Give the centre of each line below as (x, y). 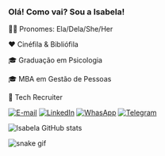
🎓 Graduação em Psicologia (56, 60)
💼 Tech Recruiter (36, 97)
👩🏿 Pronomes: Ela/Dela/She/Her (61, 29)
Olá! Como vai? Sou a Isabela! (67, 12)
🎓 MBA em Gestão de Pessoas (60, 79)
